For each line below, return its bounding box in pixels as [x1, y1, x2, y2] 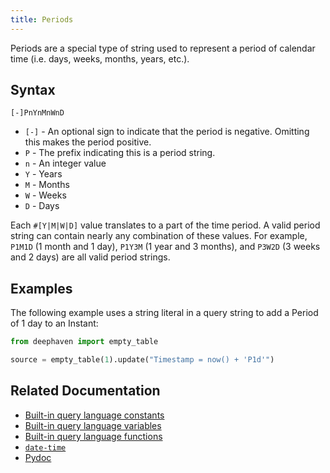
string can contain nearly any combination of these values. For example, [10, 230, 308, 242]
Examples [10, 280, 73, 297]
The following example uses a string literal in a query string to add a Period [10, 307, 319, 319]
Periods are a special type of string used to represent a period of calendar [10, 42, 316, 54]
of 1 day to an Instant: [10, 317, 99, 330]
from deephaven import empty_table [10, 337, 159, 347]
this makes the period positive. [24, 136, 152, 148]
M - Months [24, 179, 70, 191]
